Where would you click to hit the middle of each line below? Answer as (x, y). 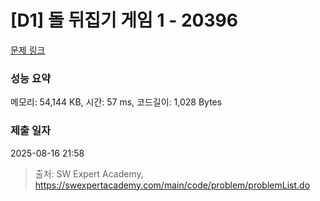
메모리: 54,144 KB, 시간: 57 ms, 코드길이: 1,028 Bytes (116, 102)
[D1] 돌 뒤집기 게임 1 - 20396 (124, 20)
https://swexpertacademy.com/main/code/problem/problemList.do (172, 185)
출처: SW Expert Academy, (89, 173)
